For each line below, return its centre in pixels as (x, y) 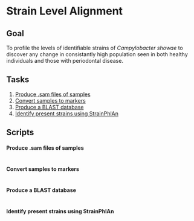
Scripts (20, 133)
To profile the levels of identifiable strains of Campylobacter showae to (95, 48)
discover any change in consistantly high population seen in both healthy (97, 54)
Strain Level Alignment (64, 11)
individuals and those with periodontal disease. (65, 61)
